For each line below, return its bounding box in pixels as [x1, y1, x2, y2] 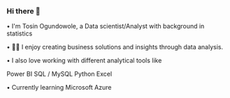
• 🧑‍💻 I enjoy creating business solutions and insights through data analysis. [6, 43, 224, 51]
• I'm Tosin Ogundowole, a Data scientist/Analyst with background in [6, 22, 205, 31]
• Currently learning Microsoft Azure [6, 83, 112, 92]
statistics [6, 29, 33, 38]
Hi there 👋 [6, 6, 41, 16]
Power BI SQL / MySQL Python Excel [6, 70, 113, 79]
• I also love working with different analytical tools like [6, 56, 162, 65]
